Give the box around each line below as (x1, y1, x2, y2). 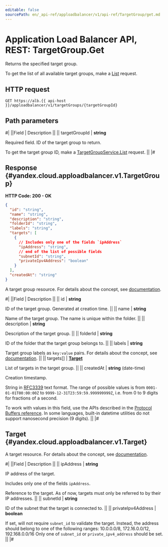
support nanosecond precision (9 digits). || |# (5, 415, 99, 422)
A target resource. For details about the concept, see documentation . (5, 451, 148, 457)
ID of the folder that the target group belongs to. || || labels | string (5, 340, 143, 346)
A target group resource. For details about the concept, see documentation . (5, 286, 161, 292)
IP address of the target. (5, 470, 55, 477)
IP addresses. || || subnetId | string (5, 495, 78, 501)
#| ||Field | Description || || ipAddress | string (5, 461, 99, 467)
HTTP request (5, 85, 50, 93)
